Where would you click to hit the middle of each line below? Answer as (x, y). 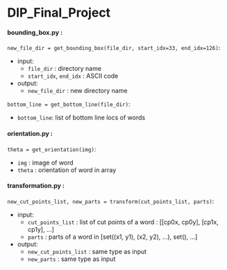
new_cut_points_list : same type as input (87, 251)
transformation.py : (36, 186)
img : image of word (45, 162)
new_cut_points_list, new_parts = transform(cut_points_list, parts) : (111, 201)
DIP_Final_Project (59, 13)
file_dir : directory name (65, 69)
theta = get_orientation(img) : (52, 149)
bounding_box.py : (35, 32)
